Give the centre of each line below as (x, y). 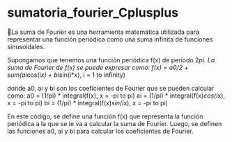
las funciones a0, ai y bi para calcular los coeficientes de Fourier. (100, 131)
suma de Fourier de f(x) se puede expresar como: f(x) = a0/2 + (98, 67)
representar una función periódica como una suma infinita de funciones (110, 39)
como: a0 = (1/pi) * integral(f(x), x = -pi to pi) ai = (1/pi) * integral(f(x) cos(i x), (116, 96)
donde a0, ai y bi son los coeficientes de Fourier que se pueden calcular (111, 88)
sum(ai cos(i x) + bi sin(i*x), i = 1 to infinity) (66, 75)
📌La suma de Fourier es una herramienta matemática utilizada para (103, 32)
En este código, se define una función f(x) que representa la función (105, 116)
